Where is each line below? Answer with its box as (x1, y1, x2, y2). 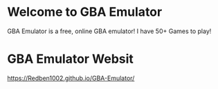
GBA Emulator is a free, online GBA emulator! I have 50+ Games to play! (7, 27, 212, 35)
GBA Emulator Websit (7, 51, 134, 67)
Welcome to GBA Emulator (7, 4, 163, 20)
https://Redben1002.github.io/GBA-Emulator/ (7, 74, 135, 82)
